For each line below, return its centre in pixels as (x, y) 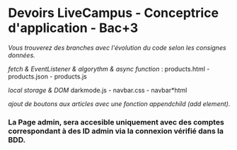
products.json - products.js (47, 76)
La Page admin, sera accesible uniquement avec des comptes (116, 122)
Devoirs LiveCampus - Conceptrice (113, 13)
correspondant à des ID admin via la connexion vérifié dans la (116, 131)
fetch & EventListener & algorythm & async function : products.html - (109, 69)
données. (22, 55)
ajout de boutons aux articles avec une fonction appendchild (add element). (119, 103)
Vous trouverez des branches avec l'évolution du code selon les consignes (117, 47)
